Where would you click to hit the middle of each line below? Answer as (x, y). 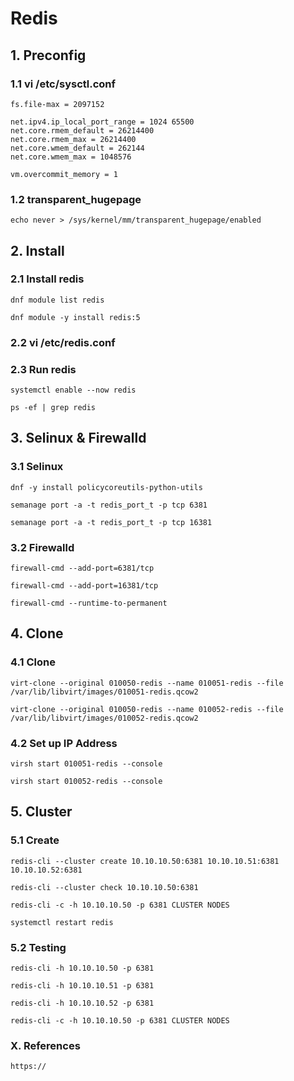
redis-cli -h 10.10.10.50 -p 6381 (82, 968)
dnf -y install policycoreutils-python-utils (106, 487)
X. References (45, 1045)
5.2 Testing (38, 947)
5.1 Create (35, 840)
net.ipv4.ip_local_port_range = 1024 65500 (102, 122)
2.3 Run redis (43, 369)
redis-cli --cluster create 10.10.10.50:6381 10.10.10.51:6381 (145, 861)
